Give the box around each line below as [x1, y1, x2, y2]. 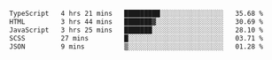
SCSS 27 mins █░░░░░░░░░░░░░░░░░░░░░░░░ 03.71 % [9, 34, 264, 42]
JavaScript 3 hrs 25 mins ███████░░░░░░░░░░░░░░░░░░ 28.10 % [9, 26, 264, 34]
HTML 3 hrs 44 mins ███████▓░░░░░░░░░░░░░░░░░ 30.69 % [9, 17, 264, 26]
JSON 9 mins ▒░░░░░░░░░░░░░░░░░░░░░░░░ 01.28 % [9, 41, 264, 51]
